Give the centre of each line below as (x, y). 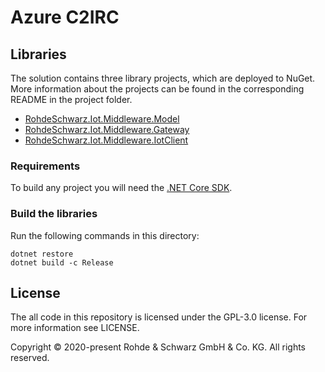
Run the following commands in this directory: (105, 235)
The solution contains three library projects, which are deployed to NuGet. (163, 78)
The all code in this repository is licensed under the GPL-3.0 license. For (159, 317)
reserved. (30, 358)
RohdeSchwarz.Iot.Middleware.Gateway (107, 129)
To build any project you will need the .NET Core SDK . (121, 188)
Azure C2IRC (65, 17)
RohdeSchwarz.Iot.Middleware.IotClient (106, 140)
